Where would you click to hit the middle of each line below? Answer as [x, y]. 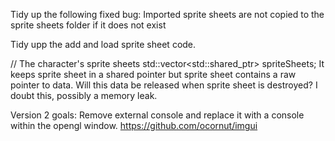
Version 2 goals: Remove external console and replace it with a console [157, 115]
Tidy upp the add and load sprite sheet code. [103, 44]
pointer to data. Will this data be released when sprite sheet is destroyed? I [164, 85]
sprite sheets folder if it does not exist [88, 25]
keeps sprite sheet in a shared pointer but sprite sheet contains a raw [153, 74]
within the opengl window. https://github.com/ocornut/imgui [134, 125]
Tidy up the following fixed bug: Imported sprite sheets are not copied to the [167, 14]
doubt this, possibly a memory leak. [84, 95]
